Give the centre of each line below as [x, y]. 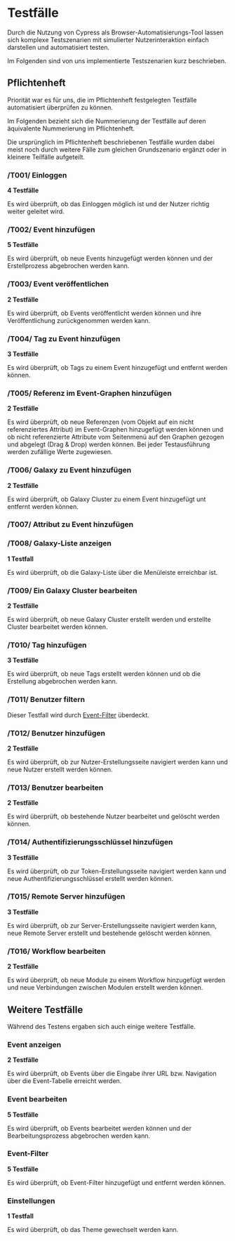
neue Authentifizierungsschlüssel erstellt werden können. [90, 878]
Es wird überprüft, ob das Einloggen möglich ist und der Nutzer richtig [108, 204]
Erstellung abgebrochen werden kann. [62, 682]
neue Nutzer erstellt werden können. [60, 769]
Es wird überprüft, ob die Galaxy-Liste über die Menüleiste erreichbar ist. [113, 572]
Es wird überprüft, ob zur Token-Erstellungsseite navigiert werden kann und [117, 871]
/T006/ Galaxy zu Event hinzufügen [69, 470]
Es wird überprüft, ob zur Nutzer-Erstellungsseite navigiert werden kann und [117, 762]
